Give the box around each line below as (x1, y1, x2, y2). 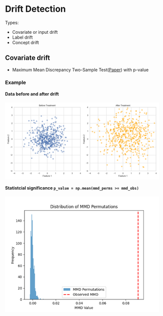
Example (5, 79, 26, 86)
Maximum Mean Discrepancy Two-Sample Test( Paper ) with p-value (12, 67, 149, 73)
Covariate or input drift (12, 29, 58, 35)
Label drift (12, 34, 33, 40)
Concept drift (12, 39, 39, 45)
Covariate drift (5, 54, 50, 62)
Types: (5, 20, 19, 25)
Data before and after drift (5, 91, 59, 97)
